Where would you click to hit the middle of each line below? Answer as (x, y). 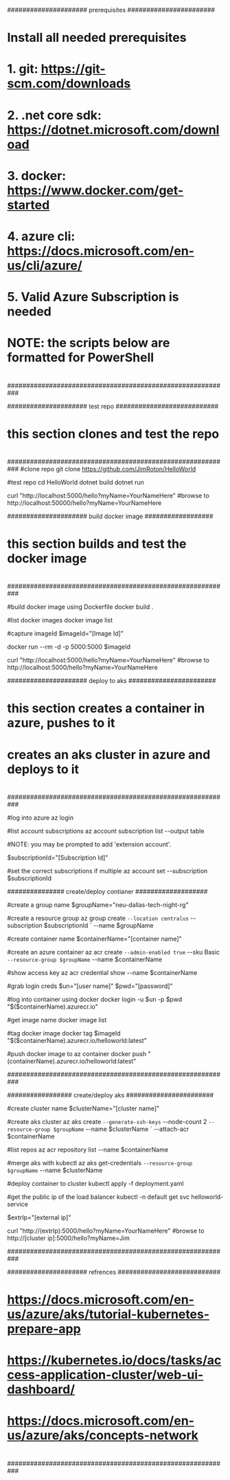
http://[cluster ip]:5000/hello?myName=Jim (69, 1238)
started (28, 205)
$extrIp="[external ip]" (39, 1217)
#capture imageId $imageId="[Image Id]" (65, 634)
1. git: (23, 69)
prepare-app (44, 1329)
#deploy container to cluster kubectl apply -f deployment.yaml (95, 1183)
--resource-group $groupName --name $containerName (85, 959)
